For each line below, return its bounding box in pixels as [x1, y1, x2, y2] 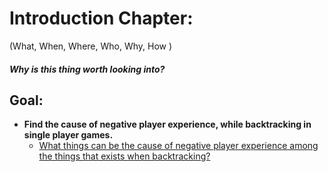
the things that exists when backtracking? [38, 150, 211, 162]
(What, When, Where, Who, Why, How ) [9, 40, 173, 52]
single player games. [23, 129, 114, 141]
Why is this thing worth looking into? [9, 63, 166, 75]
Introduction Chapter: [9, 7, 194, 30]
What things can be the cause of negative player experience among [38, 140, 319, 152]
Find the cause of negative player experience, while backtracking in [23, 118, 312, 131]
